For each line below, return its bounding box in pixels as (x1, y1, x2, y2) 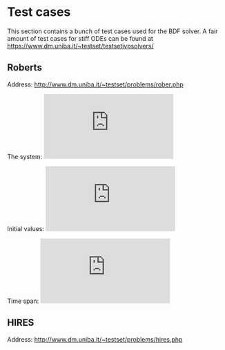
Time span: (7, 297, 39, 305)
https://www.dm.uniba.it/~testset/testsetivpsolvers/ (7, 42, 154, 50)
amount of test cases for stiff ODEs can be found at (7, 34, 154, 42)
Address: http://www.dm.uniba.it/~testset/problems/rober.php (7, 80, 184, 89)
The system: (7, 152, 43, 160)
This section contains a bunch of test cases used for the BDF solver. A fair (7, 27, 218, 35)
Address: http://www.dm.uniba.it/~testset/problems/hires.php (7, 335, 183, 343)
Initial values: (7, 224, 45, 232)
